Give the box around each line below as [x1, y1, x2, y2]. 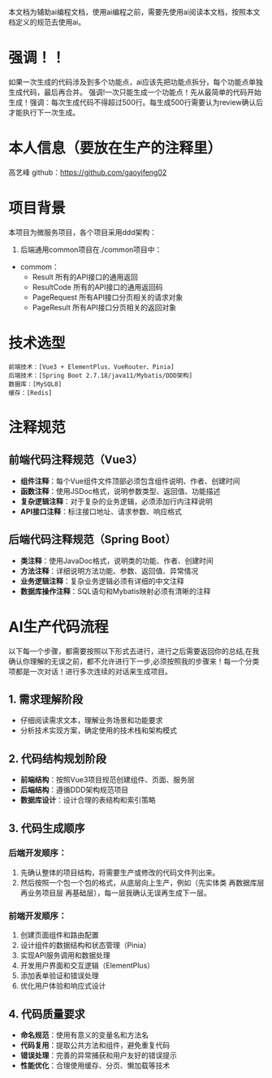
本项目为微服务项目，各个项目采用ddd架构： [8, 227, 157, 237]
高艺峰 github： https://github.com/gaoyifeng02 [8, 167, 167, 177]
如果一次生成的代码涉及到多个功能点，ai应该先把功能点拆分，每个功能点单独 [8, 76, 264, 87]
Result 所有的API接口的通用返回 [32, 271, 138, 282]
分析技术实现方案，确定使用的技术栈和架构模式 [19, 725, 177, 735]
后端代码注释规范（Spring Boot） [8, 533, 176, 547]
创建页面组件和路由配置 [19, 930, 99, 940]
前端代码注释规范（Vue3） [8, 453, 144, 467]
